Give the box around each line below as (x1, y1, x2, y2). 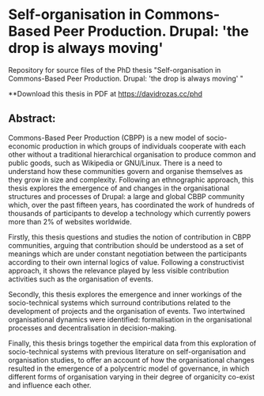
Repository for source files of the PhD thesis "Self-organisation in (8, 65, 221, 74)
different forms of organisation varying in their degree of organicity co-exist (8, 371, 255, 381)
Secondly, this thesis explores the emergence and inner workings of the (8, 289, 243, 299)
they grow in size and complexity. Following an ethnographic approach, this (8, 175, 255, 184)
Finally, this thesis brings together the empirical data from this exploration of (8, 338, 257, 348)
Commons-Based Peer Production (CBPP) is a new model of (8, 133, 205, 142)
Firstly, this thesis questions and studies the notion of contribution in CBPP (8, 232, 251, 242)
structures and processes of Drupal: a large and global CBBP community (8, 191, 245, 201)
